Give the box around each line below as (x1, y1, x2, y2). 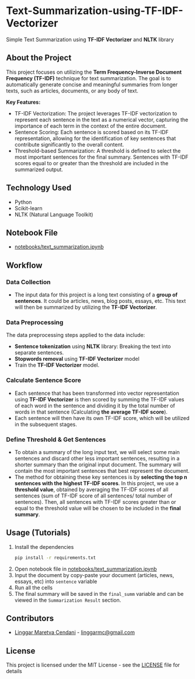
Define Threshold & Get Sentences (6, 435, 106, 443)
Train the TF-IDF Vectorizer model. (14, 361, 100, 368)
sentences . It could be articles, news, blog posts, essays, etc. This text (14, 298, 186, 305)
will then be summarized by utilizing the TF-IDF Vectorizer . (14, 303, 158, 311)
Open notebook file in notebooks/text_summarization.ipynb (14, 565, 157, 572)
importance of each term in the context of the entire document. (14, 122, 167, 129)
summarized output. (14, 166, 63, 173)
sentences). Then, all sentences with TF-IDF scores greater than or (14, 498, 176, 505)
